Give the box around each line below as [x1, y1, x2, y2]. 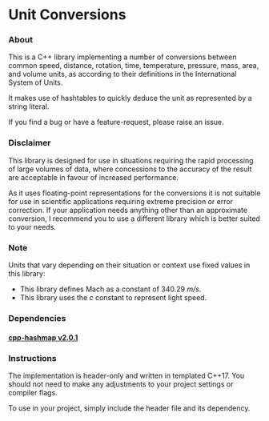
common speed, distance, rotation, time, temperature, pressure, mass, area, [8, 61, 259, 70]
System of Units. [8, 78, 63, 87]
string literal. [8, 102, 50, 111]
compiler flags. [8, 387, 58, 397]
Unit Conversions [8, 6, 126, 24]
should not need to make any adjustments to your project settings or [8, 379, 234, 389]
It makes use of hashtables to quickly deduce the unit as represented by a [8, 94, 252, 103]
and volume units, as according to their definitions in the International [8, 70, 237, 79]
